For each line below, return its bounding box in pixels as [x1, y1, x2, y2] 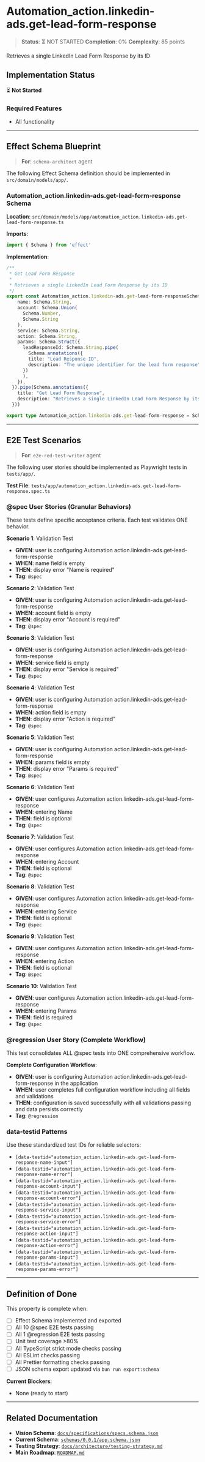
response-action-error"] [15, 1243, 79, 1249]
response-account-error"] [15, 1195, 81, 1201]
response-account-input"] [15, 1183, 81, 1190]
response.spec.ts [6, 488, 51, 494]
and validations [15, 1093, 54, 1100]
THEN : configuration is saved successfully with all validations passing [15, 1099, 191, 1106]
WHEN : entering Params [15, 1007, 77, 1014]
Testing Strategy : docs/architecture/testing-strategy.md [15, 1442, 163, 1449]
